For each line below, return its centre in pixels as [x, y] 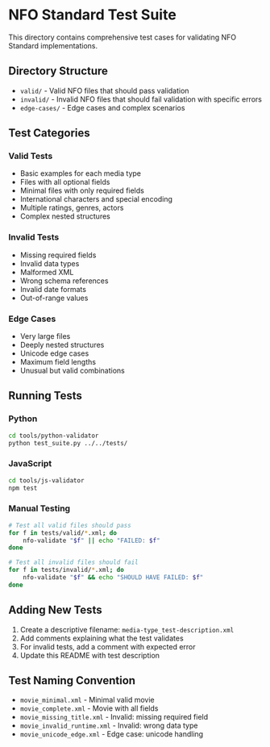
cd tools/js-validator [46, 480]
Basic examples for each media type [80, 173]
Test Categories [49, 134]
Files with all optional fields [65, 182]
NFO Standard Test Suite [93, 15]
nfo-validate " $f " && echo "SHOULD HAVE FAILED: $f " [113, 578]
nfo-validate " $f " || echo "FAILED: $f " [91, 540]
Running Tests [45, 396]
